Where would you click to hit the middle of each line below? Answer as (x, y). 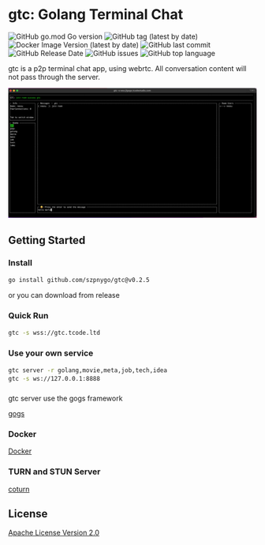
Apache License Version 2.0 (54, 533)
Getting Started (47, 240)
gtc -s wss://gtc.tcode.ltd (54, 333)
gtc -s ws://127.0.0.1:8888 (54, 379)
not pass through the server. (54, 77)
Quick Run (28, 315)
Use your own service (51, 353)
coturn (19, 489)
